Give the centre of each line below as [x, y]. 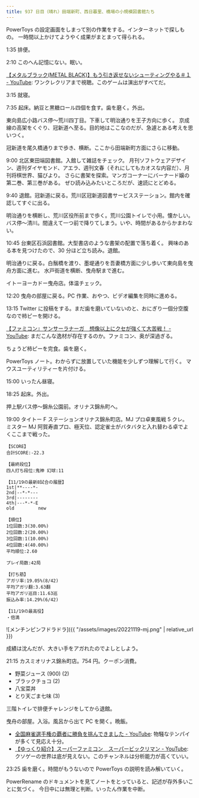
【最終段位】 [20, 464]
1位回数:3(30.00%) [28, 526]
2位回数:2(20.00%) [28, 532]
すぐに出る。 [37, 202]
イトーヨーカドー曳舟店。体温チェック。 [56, 283]
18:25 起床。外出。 [29, 394]
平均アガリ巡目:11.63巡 [32, 593]
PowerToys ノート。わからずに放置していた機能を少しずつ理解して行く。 [96, 361]
